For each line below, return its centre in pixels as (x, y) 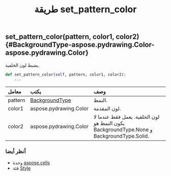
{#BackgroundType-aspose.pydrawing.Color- (80, 45)
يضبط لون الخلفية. (22, 65)
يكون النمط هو (109, 123)
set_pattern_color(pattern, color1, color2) (72, 37)
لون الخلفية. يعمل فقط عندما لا (126, 117)
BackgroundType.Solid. (121, 136)
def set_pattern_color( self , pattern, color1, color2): (66, 74)
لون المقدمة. (107, 108)
